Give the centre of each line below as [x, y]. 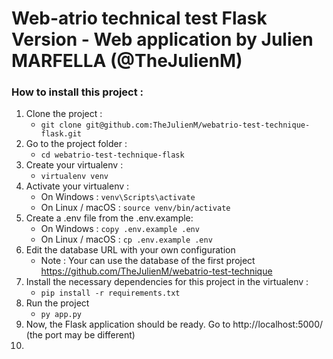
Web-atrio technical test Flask [139, 18]
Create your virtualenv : [74, 165]
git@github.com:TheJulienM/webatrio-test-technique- [198, 125]
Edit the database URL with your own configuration [130, 250]
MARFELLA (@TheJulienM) [127, 61]
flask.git [61, 134]
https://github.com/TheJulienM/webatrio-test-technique [156, 271]
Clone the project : [64, 114]
